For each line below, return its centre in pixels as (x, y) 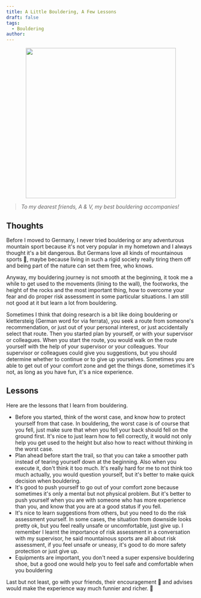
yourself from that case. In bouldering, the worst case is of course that (102, 423)
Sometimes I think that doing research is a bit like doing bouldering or (92, 314)
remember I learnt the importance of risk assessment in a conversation (102, 532)
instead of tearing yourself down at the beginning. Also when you (96, 462)
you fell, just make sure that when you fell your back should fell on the (101, 430)
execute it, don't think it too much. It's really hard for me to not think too (103, 468)
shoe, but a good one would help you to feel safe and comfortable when (104, 564)
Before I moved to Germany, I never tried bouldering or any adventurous (95, 240)
